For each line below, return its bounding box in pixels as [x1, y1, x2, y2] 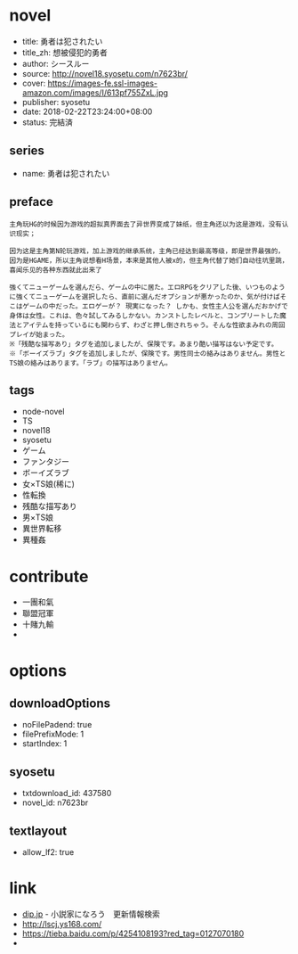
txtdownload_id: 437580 [21, 788, 112, 799]
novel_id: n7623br [21, 797, 89, 808]
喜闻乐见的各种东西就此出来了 [9, 265, 102, 275]
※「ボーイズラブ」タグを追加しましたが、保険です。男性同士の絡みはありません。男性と [9, 349, 286, 358]
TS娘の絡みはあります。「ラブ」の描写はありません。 [9, 358, 173, 367]
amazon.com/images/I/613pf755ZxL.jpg [21, 86, 169, 98]
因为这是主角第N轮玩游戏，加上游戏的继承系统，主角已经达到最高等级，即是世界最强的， [9, 246, 285, 255]
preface [9, 194, 53, 210]
